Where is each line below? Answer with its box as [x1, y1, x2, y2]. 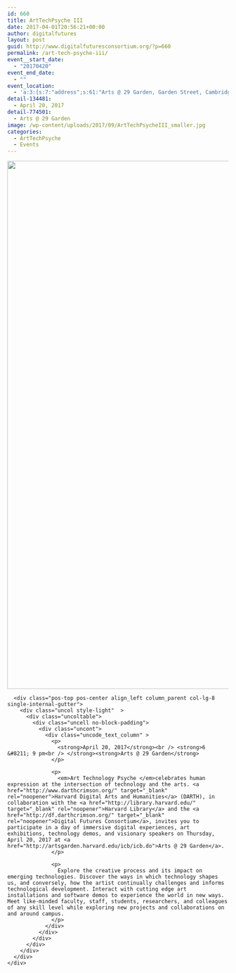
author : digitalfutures [7, 30, 77, 37]
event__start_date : [7, 56, 65, 63]
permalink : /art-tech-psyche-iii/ [7, 50, 109, 57]
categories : [7, 128, 42, 135]
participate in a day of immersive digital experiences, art [7, 824, 190, 831]
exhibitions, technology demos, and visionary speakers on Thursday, [7, 830, 216, 838]
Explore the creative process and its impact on [57, 867, 202, 874]
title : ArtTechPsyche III [7, 17, 83, 24]
